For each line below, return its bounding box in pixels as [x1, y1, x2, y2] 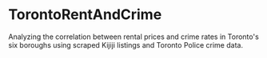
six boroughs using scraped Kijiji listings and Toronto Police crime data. [8, 40, 244, 49]
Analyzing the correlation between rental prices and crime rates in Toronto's [8, 32, 260, 41]
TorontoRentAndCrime [8, 6, 162, 24]
